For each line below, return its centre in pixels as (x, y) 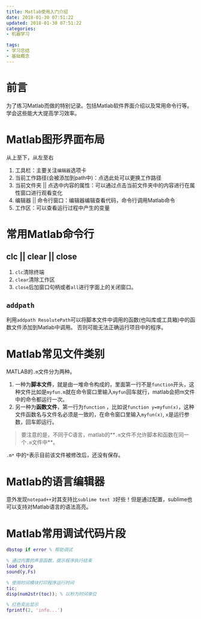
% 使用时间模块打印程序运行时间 (40, 583)
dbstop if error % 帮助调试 (40, 550)
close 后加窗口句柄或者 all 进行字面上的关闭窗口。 (76, 287)
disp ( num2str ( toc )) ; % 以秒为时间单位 (52, 594)
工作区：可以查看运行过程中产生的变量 (62, 207)
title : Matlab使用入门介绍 (37, 12)
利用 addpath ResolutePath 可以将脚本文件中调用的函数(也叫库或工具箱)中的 (98, 320)
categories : (21, 29)
